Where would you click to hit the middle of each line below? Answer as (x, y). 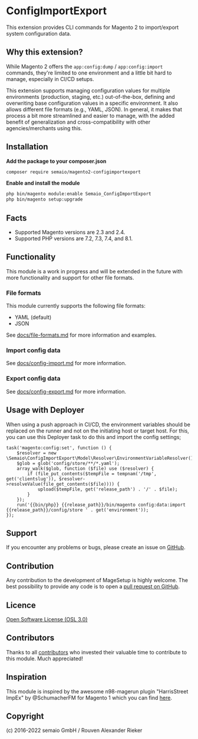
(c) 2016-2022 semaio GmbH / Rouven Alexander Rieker (74, 730)
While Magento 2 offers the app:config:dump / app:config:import (85, 66)
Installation (27, 147)
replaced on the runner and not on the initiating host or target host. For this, (98, 431)
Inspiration (27, 677)
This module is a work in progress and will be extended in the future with (94, 271)
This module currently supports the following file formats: (76, 306)
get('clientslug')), (32, 479)
